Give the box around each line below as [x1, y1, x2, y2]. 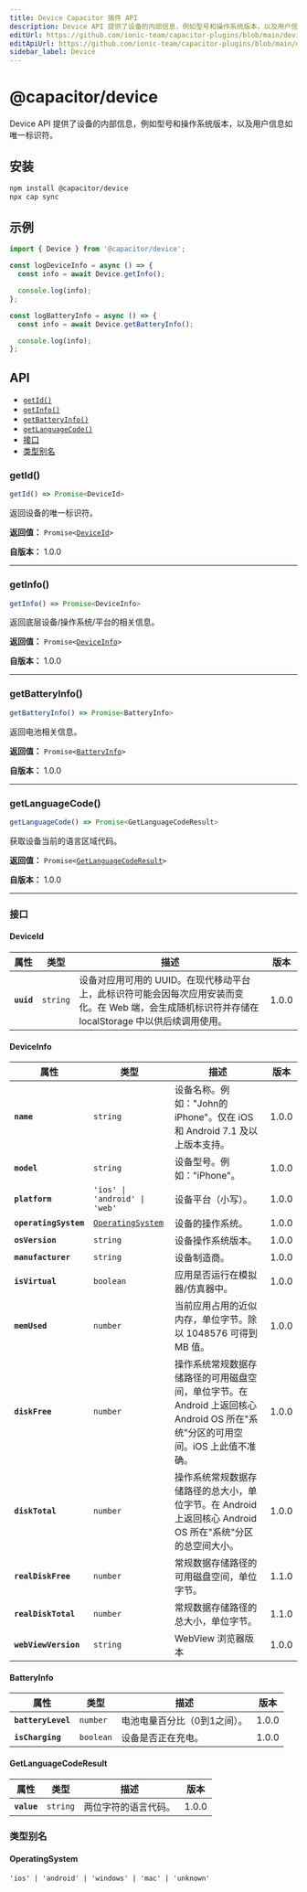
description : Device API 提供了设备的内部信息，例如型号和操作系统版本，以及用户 [9, 22, 291, 31]
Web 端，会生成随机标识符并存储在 [109, 1000, 259, 1013]
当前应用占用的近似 [174, 1299, 258, 1312]
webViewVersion [14, 1640, 80, 1651]
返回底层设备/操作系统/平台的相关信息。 [9, 616, 160, 627]
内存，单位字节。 [174, 1313, 249, 1326]
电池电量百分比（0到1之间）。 [121, 1715, 249, 1727]
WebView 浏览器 [174, 1632, 245, 1645]
